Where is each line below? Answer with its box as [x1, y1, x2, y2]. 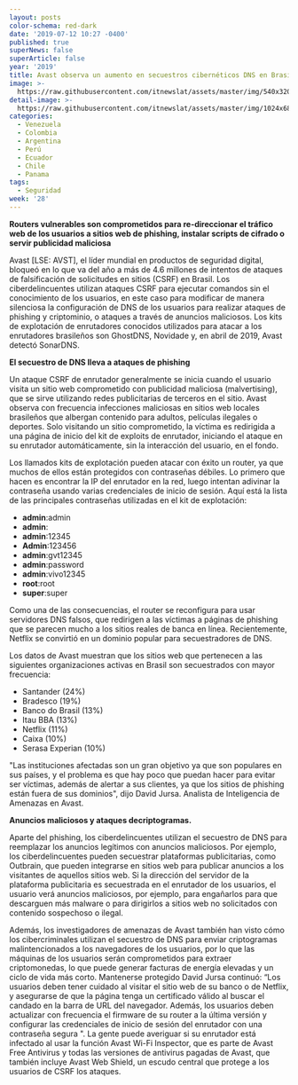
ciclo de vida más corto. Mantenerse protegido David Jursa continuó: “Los [9, 971, 281, 982]
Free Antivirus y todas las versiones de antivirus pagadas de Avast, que [9, 1047, 271, 1057]
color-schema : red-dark [9, 21, 98, 30]
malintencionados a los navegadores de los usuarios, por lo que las [9, 943, 255, 954]
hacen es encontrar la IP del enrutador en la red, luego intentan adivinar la [9, 476, 280, 486]
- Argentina [17, 137, 62, 145]
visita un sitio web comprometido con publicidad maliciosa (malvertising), [9, 383, 278, 394]
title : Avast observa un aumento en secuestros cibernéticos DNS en [9, 71, 268, 80]
